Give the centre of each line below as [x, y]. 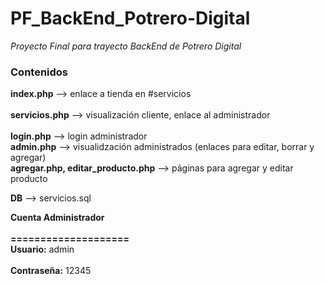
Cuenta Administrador [57, 218]
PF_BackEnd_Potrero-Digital [130, 18]
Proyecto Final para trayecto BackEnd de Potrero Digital [126, 46]
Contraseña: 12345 [51, 271]
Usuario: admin [42, 249]
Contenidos [39, 72]
